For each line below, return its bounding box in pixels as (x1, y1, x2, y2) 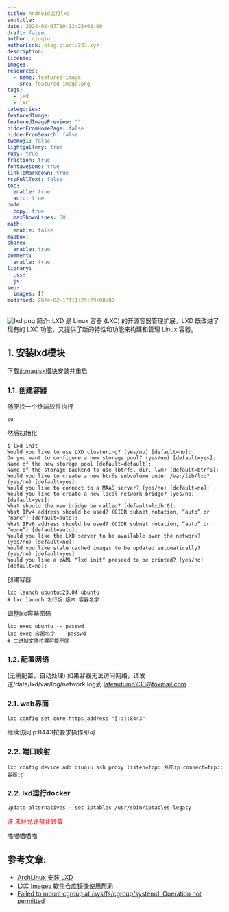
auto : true (13, 195, 45, 202)
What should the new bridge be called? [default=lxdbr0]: (7, 503, 176, 509)
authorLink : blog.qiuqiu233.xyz (7, 42, 99, 49)
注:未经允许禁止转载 (7, 817, 64, 826)
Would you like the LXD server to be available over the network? (7, 533, 201, 540)
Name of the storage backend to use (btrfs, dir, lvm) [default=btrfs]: (7, 467, 219, 474)
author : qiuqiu (7, 36, 51, 43)
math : (7, 220, 23, 227)
